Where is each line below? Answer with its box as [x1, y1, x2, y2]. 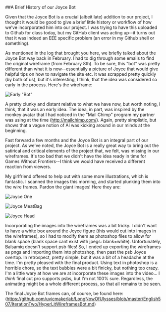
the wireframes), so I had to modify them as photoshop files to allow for [5, 233, 151, 239]
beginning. [5, 128, 27, 134]
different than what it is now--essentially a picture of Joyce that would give [5, 66, 159, 72]
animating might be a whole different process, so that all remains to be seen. [5, 281, 162, 287]
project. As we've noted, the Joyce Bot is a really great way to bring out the [5, 143, 159, 149]
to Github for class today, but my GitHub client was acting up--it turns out [5, 30, 155, 35]
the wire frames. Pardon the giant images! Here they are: [5, 184, 121, 190]
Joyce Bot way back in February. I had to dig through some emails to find [5, 55, 155, 61]
